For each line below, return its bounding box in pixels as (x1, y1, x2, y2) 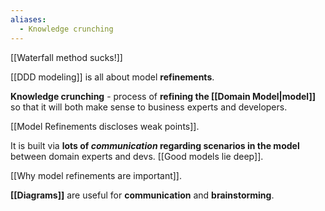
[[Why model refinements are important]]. (10, 169, 182, 181)
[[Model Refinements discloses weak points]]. (10, 120, 200, 132)
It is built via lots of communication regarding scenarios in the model (10, 139, 300, 151)
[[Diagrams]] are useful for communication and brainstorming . (10, 189, 275, 201)
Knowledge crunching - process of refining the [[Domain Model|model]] (10, 90, 316, 102)
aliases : (10, 14, 47, 25)
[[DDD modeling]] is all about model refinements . (10, 71, 215, 83)
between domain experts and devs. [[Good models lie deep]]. (10, 150, 264, 162)
